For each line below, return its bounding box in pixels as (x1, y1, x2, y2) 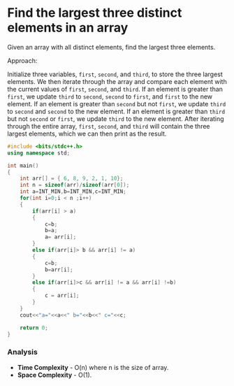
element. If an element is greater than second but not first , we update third (7, 99, 226, 108)
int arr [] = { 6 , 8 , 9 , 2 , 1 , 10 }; (20, 175, 124, 183)
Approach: (7, 56, 38, 64)
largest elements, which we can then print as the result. (7, 129, 167, 138)
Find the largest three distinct (7, 5, 182, 21)
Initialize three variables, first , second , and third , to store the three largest (7, 70, 224, 78)
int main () (7, 162, 39, 169)
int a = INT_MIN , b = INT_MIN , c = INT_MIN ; (20, 188, 127, 195)
